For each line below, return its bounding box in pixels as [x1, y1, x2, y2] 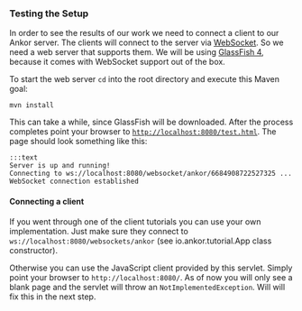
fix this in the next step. [9, 291, 96, 302]
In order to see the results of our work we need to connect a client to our [9, 28, 279, 39]
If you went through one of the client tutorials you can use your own [9, 215, 261, 227]
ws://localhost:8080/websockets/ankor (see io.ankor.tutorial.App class [9, 235, 272, 246]
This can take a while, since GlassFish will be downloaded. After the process [9, 116, 294, 128]
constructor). [9, 244, 59, 255]
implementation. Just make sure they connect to [9, 225, 189, 236]
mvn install [9, 101, 54, 110]
